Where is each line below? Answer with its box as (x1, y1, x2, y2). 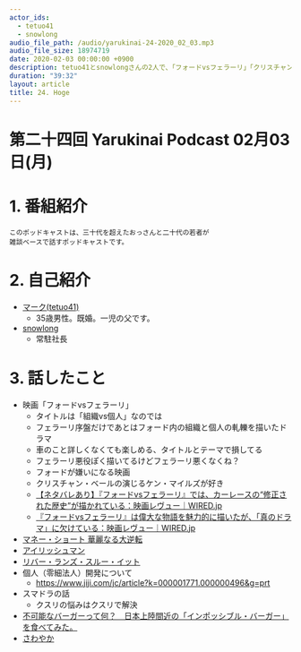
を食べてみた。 (21, 622, 78, 632)
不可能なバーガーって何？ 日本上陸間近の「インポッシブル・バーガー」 (21, 610, 289, 621)
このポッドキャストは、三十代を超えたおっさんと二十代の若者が (9, 227, 210, 237)
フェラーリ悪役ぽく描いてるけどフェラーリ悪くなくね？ (35, 455, 240, 466)
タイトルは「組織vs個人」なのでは (35, 410, 163, 421)
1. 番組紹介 (9, 196, 88, 216)
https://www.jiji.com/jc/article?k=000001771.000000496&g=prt (35, 577, 271, 588)
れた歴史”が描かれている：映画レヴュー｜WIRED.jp (35, 500, 222, 510)
